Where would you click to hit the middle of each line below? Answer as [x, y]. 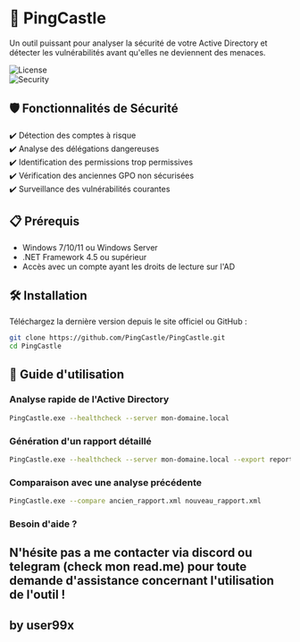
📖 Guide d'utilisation [67, 374]
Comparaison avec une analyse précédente [106, 482]
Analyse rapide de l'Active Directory [89, 400]
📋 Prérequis [45, 221]
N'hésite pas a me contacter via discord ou [131, 553]
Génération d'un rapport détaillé [80, 441]
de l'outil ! [37, 595]
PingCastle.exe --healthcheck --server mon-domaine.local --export [137, 460]
